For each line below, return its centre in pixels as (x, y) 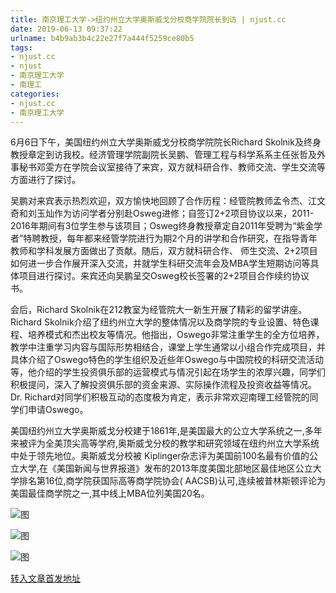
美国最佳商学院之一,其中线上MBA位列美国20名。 (110, 493)
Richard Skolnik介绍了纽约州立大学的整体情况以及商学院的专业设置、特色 (160, 322)
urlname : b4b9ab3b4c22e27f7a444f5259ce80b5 (102, 38)
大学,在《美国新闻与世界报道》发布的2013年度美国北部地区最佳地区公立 (165, 468)
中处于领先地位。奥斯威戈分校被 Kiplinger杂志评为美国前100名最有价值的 (160, 456)
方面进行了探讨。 (45, 180)
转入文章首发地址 (45, 578)
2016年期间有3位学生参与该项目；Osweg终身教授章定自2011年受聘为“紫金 (162, 226)
